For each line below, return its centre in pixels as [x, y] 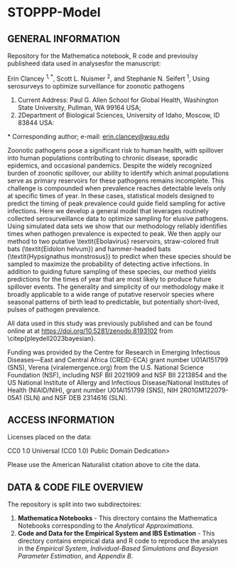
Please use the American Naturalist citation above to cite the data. [104, 465]
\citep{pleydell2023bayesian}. [52, 338]
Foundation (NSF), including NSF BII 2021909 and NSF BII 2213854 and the [117, 374]
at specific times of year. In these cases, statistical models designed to [111, 195]
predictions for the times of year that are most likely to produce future [109, 279]
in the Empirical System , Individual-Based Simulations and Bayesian [118, 548]
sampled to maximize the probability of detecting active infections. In [108, 264]
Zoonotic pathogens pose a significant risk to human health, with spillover [115, 150]
